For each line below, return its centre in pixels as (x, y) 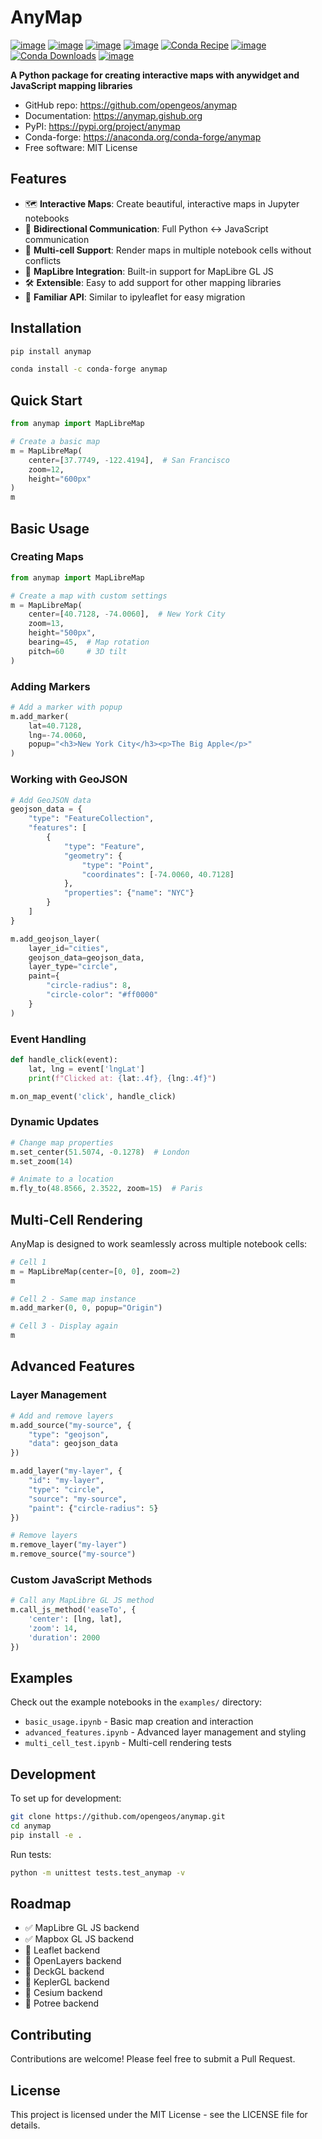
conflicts (43, 260)
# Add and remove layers (62, 1416)
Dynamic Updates (55, 1122)
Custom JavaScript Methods (81, 1579)
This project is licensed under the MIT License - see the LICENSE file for (159, 2115)
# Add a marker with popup (66, 707)
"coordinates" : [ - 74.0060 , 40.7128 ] (158, 874)
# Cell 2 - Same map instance (73, 1299)
